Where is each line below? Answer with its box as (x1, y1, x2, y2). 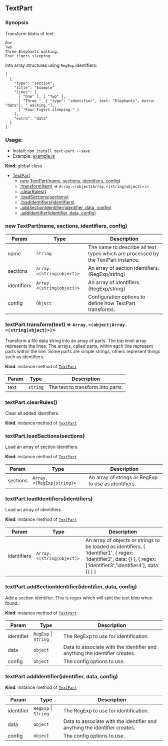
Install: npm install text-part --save (12, 148, 90, 154)
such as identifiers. (5, 354, 44, 360)
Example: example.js (12, 153, 55, 159)
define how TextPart (88, 300, 136, 307)
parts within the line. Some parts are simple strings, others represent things (5, 348, 160, 354)
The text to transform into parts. (48, 384, 123, 391)
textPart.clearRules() (5, 399, 57, 406)
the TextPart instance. (88, 256, 140, 263)
